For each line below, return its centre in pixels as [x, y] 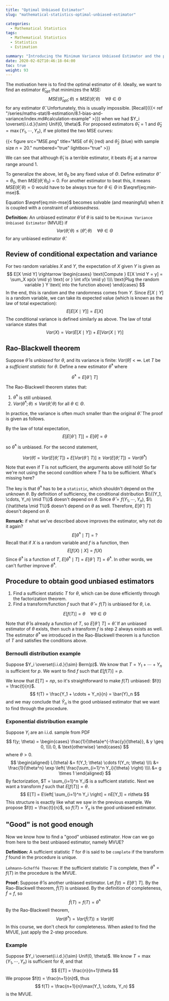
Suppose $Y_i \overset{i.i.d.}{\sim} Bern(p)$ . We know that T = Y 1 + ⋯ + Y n [84, 665]
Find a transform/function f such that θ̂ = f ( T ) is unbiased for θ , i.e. [82, 604]
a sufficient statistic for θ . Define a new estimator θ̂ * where [66, 366]
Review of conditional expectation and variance [81, 254]
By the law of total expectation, [38, 428]
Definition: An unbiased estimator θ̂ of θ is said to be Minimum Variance [79, 217]
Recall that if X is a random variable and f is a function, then [67, 543]
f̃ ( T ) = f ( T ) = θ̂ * [85, 902]
